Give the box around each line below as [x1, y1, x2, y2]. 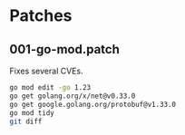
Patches [9, 5, 73, 26]
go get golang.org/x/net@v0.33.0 [9, 92, 136, 101]
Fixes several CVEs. [9, 65, 83, 76]
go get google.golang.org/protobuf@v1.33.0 [9, 100, 177, 109]
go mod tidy [9, 108, 54, 118]
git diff [9, 117, 43, 126]
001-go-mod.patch [9, 42, 121, 57]
